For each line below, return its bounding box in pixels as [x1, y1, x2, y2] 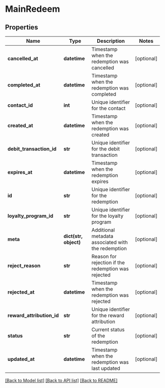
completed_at [7, 82, 41, 88]
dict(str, [63, 233, 83, 239]
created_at [7, 122, 33, 129]
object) [63, 239, 81, 245]
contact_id [7, 102, 33, 109]
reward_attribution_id [7, 312, 59, 319]
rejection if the [91, 259, 125, 266]
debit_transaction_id [7, 146, 56, 152]
